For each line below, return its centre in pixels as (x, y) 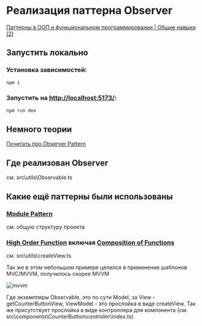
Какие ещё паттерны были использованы (90, 196)
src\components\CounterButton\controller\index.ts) (70, 317)
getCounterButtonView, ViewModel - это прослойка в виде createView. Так (101, 304)
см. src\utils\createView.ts (39, 256)
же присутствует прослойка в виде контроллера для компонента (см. (97, 310)
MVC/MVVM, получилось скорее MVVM (58, 274)
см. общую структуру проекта (46, 227)
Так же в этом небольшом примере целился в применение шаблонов (97, 267)
